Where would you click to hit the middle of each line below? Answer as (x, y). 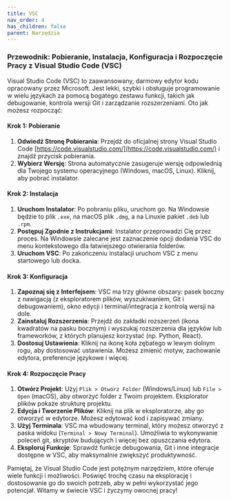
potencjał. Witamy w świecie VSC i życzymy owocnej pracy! (92, 491)
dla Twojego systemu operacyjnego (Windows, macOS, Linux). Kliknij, (116, 171)
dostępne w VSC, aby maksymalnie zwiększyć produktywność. (107, 455)
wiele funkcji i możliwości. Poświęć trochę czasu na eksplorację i (99, 476)
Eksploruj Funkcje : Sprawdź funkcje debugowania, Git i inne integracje (118, 448)
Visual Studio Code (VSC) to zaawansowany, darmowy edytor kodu (103, 81)
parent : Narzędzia (33, 33)
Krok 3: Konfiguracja (38, 276)
